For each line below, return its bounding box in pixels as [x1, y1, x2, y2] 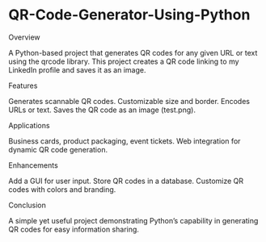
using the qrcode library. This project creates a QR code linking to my [8, 56, 240, 66]
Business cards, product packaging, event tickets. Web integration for [8, 136, 241, 146]
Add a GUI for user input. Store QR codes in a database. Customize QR [8, 176, 244, 186]
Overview [8, 32, 40, 42]
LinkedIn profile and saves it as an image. [8, 65, 146, 74]
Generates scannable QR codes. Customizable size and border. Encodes [8, 96, 251, 106]
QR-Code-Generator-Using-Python [8, 6, 251, 24]
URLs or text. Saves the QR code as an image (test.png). [8, 105, 196, 115]
